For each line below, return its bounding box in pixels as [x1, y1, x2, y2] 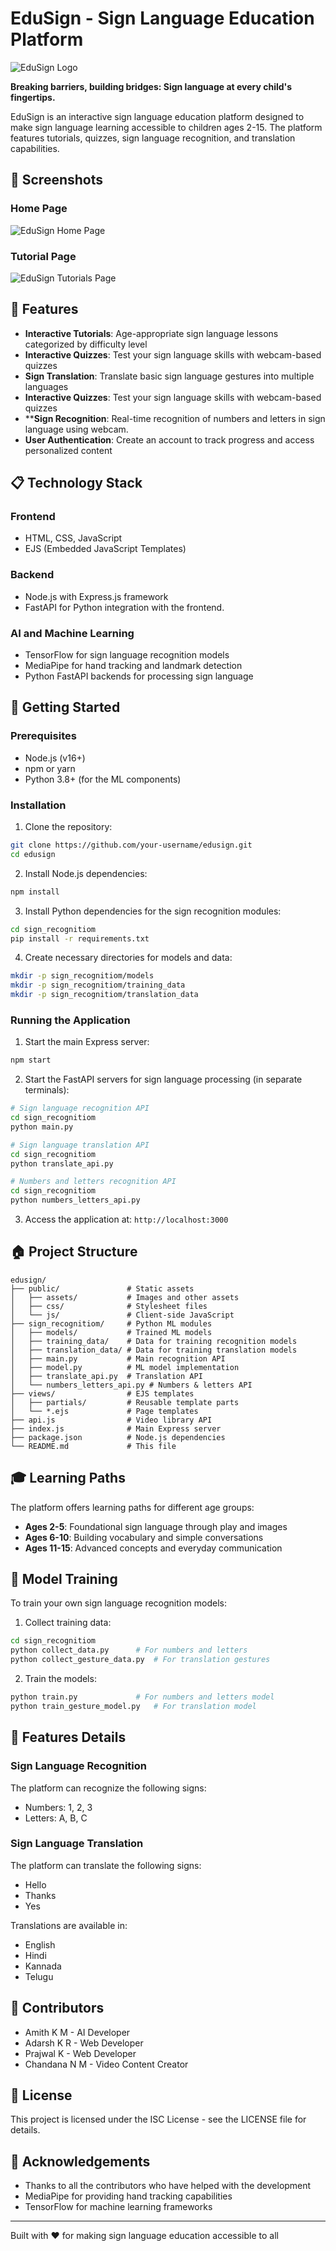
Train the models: [24, 1673, 97, 1685]
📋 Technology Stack [10, 475, 143, 492]
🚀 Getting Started [10, 699, 121, 716]
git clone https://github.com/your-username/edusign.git [10, 840, 253, 850]
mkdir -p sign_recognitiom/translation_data [10, 990, 199, 1000]
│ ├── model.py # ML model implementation [10, 1362, 240, 1372]
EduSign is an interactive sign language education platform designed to [10, 110, 305, 122]
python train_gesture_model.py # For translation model [10, 1701, 257, 1711]
